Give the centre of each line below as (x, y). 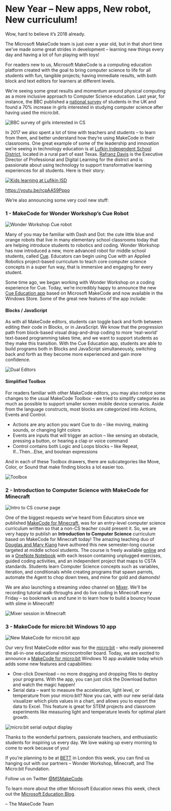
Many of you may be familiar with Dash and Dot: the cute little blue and (79, 234)
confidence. (18, 360)
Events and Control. (26, 414)
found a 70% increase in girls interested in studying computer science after (84, 107)
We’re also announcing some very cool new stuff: (57, 200)
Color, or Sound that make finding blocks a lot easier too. (65, 467)
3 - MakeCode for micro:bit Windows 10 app (61, 626)
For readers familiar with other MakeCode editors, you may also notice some (85, 393)
